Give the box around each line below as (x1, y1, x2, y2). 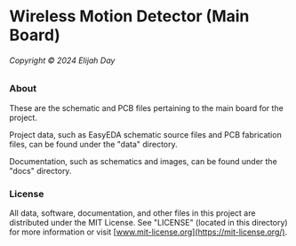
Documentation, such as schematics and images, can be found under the (9, 155, 277, 166)
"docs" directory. (9, 165, 72, 176)
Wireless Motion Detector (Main (9, 6, 250, 27)
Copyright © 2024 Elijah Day (9, 55, 116, 66)
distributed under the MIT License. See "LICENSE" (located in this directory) (9, 218, 288, 228)
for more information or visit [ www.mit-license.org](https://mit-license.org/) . (9, 226, 288, 237)
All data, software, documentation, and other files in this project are (9, 208, 256, 218)
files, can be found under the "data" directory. (9, 139, 178, 149)
